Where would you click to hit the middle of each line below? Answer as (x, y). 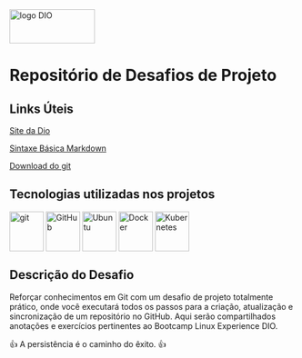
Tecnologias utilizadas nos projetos (112, 194)
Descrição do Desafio (72, 275)
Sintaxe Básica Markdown (58, 148)
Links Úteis (42, 109)
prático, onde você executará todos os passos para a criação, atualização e (151, 306)
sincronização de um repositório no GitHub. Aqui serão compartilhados (142, 316)
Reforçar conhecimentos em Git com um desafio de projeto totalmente (141, 297)
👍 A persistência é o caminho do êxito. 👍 (88, 343)
